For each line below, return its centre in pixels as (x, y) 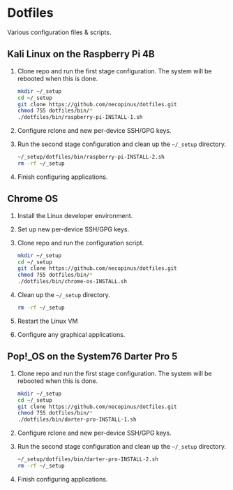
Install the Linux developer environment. (75, 215)
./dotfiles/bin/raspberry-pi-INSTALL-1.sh (80, 117)
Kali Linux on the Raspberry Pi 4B (81, 54)
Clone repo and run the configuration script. (81, 243)
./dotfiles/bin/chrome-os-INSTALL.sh (72, 282)
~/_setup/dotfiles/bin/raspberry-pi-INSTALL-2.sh (91, 157)
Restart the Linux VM (47, 321)
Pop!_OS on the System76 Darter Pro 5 (92, 357)
